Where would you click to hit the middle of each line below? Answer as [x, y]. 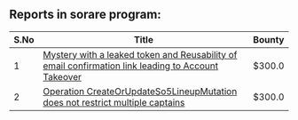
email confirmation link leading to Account [131, 66]
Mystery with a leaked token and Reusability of [140, 54]
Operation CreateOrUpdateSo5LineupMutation [140, 91]
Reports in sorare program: [85, 15]
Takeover [62, 76]
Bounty [268, 39]
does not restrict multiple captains [114, 102]
